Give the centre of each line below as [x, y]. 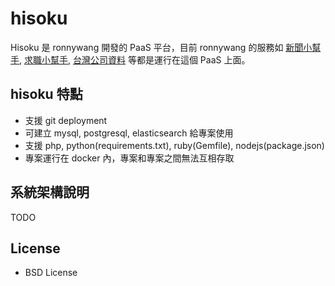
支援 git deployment [66, 120]
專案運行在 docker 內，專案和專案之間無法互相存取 [129, 158]
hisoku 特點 [46, 94]
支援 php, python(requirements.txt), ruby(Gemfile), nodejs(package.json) [174, 145]
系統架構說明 [50, 192]
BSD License [51, 273]
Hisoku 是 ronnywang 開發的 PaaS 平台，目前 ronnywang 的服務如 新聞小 [161, 47]
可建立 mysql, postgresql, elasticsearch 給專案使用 [129, 133]
